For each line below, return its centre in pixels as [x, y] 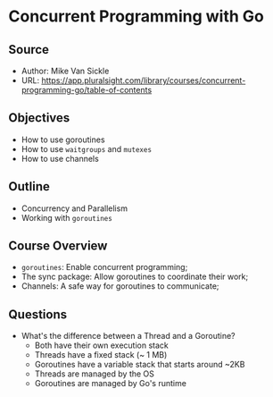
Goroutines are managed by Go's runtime [110, 384]
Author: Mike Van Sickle [65, 71]
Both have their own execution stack [101, 345]
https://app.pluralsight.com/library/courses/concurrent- [144, 80]
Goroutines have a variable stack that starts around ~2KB [140, 365]
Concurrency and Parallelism [74, 208]
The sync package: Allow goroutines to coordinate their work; [135, 277]
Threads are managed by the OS [95, 374]
